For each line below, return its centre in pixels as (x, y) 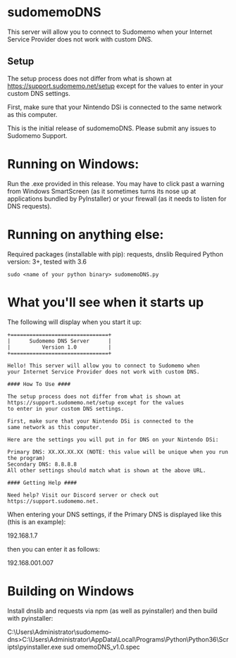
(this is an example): (37, 521)
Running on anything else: (86, 234)
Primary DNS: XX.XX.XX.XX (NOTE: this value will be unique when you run (118, 452)
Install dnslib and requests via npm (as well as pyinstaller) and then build (112, 611)
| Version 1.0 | (60, 347)
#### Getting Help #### (42, 483)
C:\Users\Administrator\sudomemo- (60, 632)
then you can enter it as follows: (54, 549)
